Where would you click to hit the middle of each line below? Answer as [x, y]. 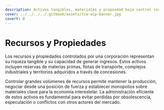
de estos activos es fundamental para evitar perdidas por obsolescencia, [78, 97]
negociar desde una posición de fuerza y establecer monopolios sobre [76, 87]
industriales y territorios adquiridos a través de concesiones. [66, 72]
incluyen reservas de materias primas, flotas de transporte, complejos [75, 67]
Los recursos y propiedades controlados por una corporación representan [80, 56]
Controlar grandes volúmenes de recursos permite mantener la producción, [81, 82]
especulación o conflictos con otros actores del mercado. [63, 102]
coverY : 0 [15, 19]
